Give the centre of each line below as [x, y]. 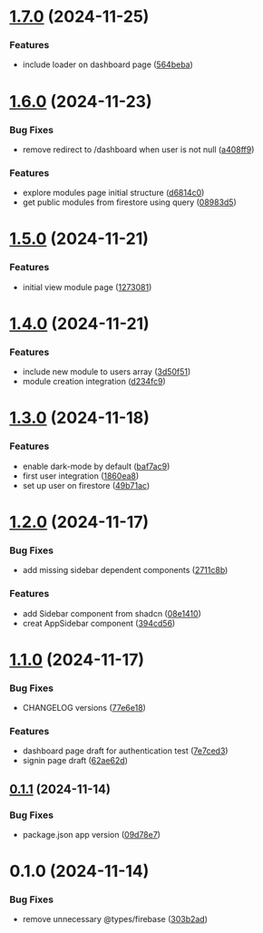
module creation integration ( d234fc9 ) [94, 382]
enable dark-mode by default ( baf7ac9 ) [96, 466]
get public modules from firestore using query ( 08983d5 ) [130, 202]
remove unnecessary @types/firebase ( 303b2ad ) [115, 919]
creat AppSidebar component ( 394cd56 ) [99, 623]
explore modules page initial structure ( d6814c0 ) [113, 193]
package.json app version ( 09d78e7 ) [92, 834]
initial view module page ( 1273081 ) [87, 287]
